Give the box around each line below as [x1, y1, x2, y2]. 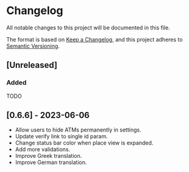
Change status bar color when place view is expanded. [15, 139, 154, 147]
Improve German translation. [15, 159, 87, 166]
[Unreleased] [6, 60, 58, 70]
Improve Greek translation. [15, 152, 82, 160]
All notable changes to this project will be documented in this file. [6, 24, 171, 31]
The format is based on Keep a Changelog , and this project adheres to [6, 36, 183, 43]
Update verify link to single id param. [15, 133, 108, 140]
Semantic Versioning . [6, 42, 60, 50]
